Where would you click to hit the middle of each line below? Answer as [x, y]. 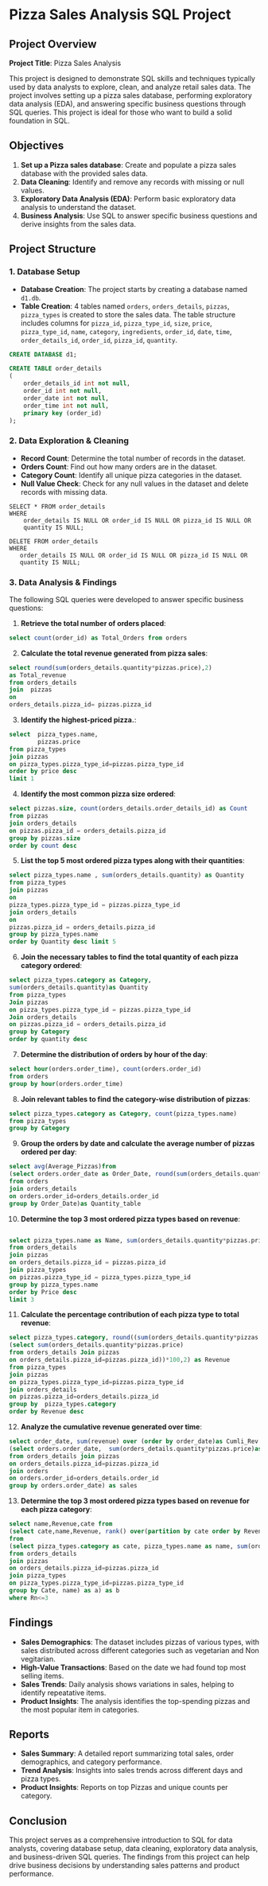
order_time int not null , [66, 406]
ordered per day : [49, 1152]
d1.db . [31, 297]
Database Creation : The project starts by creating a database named [134, 289]
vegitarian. [38, 1659]
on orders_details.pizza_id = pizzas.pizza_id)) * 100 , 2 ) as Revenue [119, 1360]
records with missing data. [64, 492]
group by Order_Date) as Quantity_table [75, 1204]
